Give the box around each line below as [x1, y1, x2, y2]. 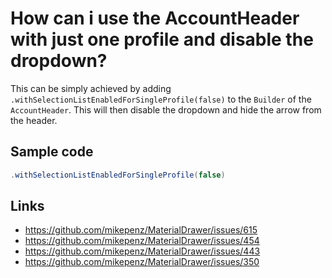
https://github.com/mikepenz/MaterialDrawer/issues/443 [24, 245, 261, 257]
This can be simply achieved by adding [10, 82, 172, 94]
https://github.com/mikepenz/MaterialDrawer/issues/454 [24, 235, 260, 247]
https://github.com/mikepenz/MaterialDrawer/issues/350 [24, 256, 260, 268]
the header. [10, 114, 58, 126]
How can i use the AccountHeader [10, 7, 300, 30]
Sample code [10, 143, 94, 161]
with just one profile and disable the [10, 28, 314, 51]
